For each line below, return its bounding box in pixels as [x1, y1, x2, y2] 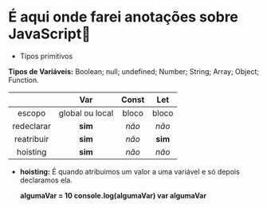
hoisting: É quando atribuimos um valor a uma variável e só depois [19, 167, 241, 176]
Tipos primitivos [19, 51, 73, 61]
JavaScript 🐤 [8, 25, 92, 43]
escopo [17, 108, 46, 119]
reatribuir [14, 133, 49, 144]
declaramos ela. [19, 175, 73, 185]
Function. [8, 75, 40, 84]
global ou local [58, 108, 114, 119]
